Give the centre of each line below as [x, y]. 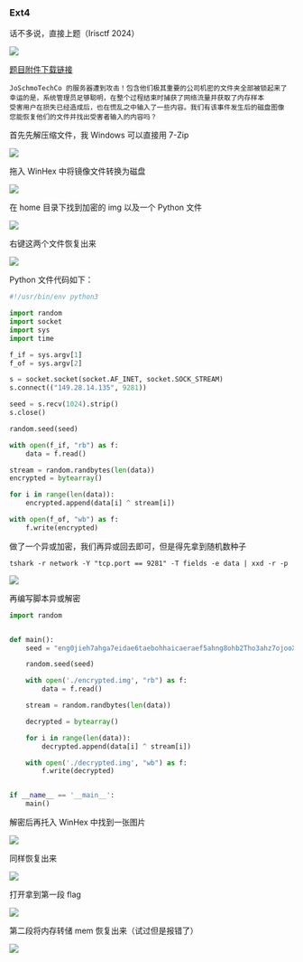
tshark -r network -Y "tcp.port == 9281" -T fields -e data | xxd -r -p [149, 563]
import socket [36, 322]
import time [32, 338]
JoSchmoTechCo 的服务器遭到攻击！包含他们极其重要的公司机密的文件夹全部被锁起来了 [148, 89]
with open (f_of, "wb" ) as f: [64, 520]
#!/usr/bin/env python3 [54, 297]
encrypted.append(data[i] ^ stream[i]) [101, 504]
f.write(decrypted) [78, 771]
